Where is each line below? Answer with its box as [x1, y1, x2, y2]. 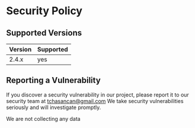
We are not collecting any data [6, 115, 81, 122]
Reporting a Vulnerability [6, 75, 101, 85]
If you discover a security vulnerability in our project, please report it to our [6, 91, 190, 98]
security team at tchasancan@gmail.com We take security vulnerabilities [6, 97, 184, 104]
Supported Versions [6, 28, 82, 38]
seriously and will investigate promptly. [6, 104, 101, 111]
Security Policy [6, 4, 83, 18]
